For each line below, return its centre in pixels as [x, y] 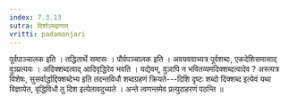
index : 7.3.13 [36, 17]
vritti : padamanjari [48, 34]
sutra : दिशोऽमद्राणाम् [39, 26]
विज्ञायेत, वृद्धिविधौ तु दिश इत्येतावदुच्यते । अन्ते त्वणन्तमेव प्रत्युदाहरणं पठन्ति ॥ [116, 89]
